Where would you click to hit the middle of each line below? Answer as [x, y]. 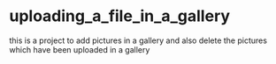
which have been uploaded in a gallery [80, 49]
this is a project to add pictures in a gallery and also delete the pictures [138, 40]
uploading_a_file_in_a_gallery [120, 16]
